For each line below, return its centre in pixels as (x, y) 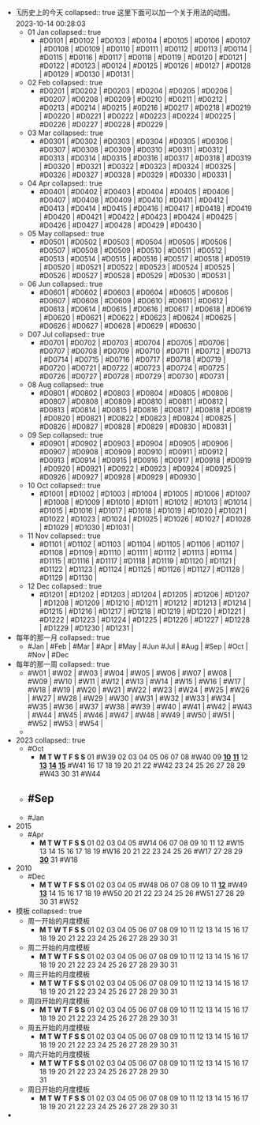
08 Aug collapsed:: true (65, 385)
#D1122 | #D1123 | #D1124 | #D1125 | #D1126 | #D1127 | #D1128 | (142, 569)
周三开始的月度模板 (59, 974)
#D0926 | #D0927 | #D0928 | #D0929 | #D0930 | (120, 477)
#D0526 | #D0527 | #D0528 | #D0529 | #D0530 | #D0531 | (135, 275)
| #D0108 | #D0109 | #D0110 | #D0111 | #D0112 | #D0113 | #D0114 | (145, 49)
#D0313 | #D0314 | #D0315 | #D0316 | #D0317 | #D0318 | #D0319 (145, 158)
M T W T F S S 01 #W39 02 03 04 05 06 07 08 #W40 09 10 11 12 (143, 757)
